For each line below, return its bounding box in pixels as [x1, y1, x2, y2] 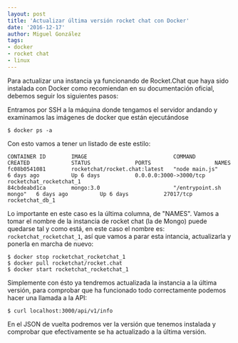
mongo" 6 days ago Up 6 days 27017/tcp [7, 190, 193, 198]
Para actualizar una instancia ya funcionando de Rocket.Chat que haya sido [7, 76, 229, 85]
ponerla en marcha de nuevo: [7, 240, 94, 248]
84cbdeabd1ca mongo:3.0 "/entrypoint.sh [7, 184, 222, 191]
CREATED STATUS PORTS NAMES [7, 159, 232, 166]
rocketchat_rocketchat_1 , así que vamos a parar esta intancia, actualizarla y [7, 232, 232, 240]
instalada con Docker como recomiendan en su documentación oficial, [7, 83, 215, 93]
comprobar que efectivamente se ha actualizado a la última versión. [7, 327, 207, 336]
